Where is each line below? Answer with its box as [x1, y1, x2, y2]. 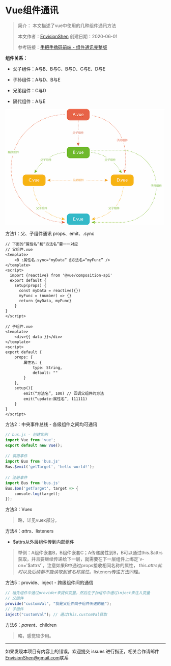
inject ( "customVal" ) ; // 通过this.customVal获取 [5, 612, 107, 617]
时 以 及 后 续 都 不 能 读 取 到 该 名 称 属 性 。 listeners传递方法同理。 [17, 569, 143, 575]
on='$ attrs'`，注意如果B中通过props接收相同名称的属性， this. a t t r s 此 [17, 563, 162, 569]
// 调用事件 [5, 454, 28, 459]
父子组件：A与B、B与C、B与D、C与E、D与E [12, 66, 106, 72]
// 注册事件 [5, 475, 28, 480]
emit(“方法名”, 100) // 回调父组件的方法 [23, 391, 104, 396]
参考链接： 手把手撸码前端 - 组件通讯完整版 [17, 44, 108, 50]
